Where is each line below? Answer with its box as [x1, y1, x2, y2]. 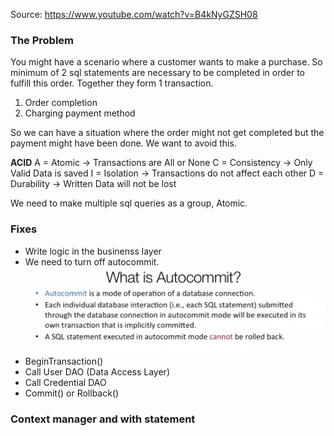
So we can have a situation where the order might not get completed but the [10, 127, 325, 139]
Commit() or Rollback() [24, 387, 120, 399]
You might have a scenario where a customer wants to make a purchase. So [10, 56, 323, 68]
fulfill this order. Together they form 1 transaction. [10, 77, 214, 89]
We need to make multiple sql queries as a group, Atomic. [10, 197, 248, 209]
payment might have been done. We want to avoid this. [10, 137, 237, 149]
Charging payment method [24, 107, 136, 119]
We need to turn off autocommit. [24, 255, 160, 268]
